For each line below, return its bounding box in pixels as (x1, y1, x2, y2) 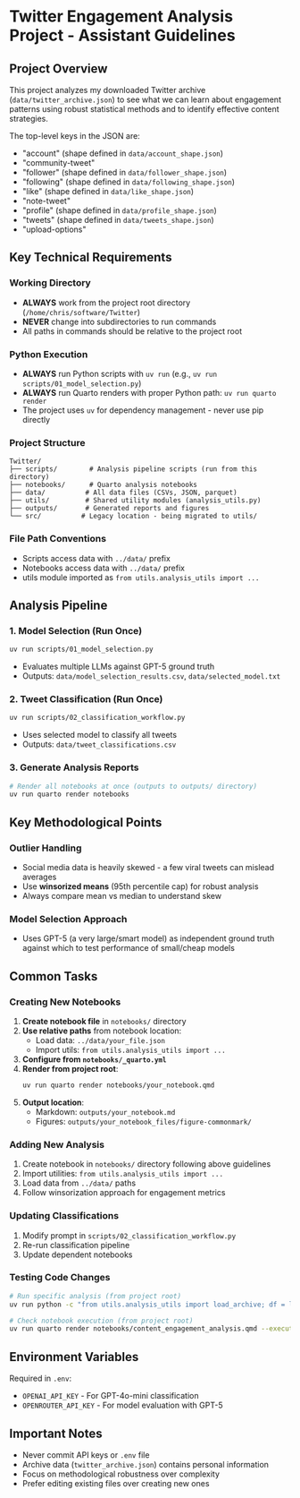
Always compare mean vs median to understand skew (21, 891, 221, 902)
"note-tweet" (21, 195, 71, 206)
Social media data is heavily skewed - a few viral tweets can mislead (21, 862, 275, 873)
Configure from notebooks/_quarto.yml (21, 1054, 167, 1065)
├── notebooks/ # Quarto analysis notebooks (9, 481, 198, 490)
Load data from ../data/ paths (21, 1177, 137, 1188)
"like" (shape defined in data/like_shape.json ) (21, 186, 195, 196)
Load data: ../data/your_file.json (35, 1035, 165, 1046)
